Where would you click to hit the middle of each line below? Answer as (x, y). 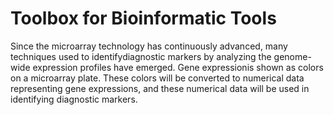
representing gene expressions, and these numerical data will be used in (160, 88)
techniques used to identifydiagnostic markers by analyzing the (141, 56)
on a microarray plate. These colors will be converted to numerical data (157, 78)
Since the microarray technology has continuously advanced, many (149, 46)
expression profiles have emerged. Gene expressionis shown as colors (178, 67)
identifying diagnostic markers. (74, 99)
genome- (292, 56)
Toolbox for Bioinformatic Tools (143, 18)
